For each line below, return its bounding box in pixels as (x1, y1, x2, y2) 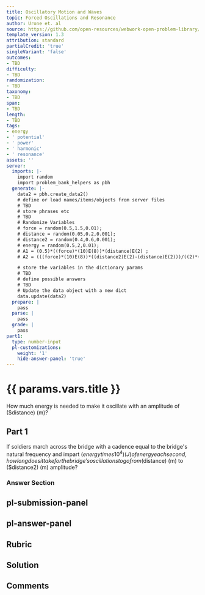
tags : (6, 123, 20, 129)
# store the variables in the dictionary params (17, 264, 143, 271)
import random (17, 174, 53, 181)
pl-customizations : (12, 344, 62, 351)
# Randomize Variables (17, 220, 75, 226)
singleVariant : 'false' (6, 49, 67, 55)
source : (6, 26, 26, 32)
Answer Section (6, 479, 55, 487)
